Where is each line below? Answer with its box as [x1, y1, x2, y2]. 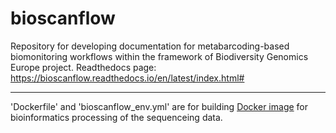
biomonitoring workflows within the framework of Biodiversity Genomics [10, 50, 309, 62]
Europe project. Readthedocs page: [10, 61, 157, 73]
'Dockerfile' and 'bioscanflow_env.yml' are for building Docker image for [10, 100, 308, 112]
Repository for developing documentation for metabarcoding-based [10, 40, 290, 52]
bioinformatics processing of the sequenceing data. [10, 111, 223, 123]
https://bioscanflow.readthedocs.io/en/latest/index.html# [10, 72, 245, 84]
